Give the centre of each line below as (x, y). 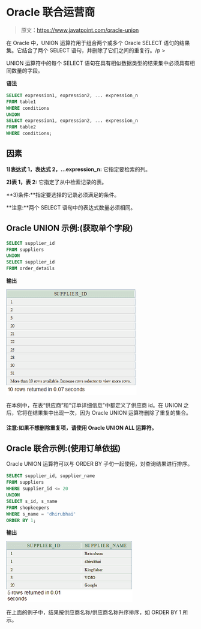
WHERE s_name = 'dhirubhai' (41, 514)
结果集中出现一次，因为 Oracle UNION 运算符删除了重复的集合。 (112, 413)
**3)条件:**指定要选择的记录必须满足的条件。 (63, 194)
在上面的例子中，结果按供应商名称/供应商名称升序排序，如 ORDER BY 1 (94, 612)
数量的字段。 (27, 70)
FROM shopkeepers (28, 508)
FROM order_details (31, 269)
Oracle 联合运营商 (51, 12)
